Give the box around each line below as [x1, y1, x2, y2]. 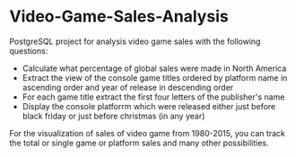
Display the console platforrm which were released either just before [22, 100, 276, 111]
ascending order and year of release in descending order [22, 82, 234, 92]
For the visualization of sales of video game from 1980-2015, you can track [9, 127, 285, 138]
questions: [9, 45, 48, 56]
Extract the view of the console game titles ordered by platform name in [22, 72, 288, 83]
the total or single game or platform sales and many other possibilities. [9, 137, 269, 148]
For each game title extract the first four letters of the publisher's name [22, 92, 285, 102]
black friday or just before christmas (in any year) [22, 110, 205, 121]
